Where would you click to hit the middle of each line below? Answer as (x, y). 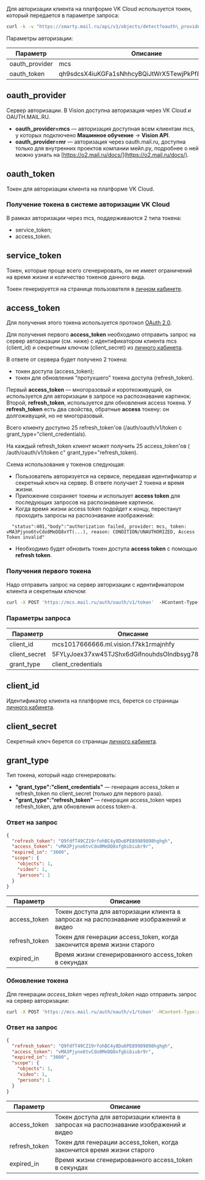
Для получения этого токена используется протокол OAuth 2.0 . (89, 323)
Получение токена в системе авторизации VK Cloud (88, 205)
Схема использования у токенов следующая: (66, 465)
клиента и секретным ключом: (46, 591)
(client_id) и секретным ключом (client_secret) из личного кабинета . (95, 348)
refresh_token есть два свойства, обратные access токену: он (88, 409)
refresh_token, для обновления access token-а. (76, 807)
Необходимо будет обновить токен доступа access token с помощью (106, 549)
